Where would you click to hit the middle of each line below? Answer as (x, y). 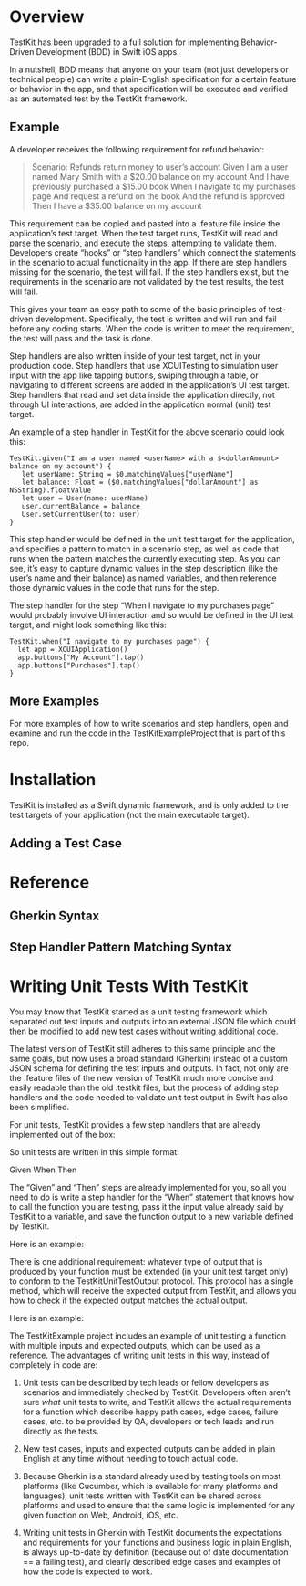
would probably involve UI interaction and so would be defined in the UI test (152, 614)
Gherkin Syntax (55, 916)
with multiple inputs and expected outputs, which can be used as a (135, 1345)
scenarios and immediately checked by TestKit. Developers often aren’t (156, 1392)
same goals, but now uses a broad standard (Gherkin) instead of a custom (149, 1058)
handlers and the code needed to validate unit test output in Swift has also (149, 1097)
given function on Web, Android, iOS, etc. (100, 1515)
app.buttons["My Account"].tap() (81, 657)
